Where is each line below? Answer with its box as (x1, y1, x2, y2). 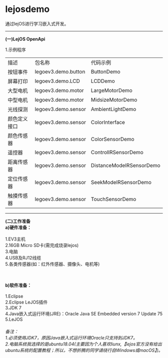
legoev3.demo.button (34, 68, 85, 75)
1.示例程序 (5, 46, 26, 52)
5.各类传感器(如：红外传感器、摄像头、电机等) (5, 261, 100, 267)
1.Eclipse (5, 293, 23, 299)
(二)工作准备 (5, 218, 31, 224)
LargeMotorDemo (90, 86, 132, 93)
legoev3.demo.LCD (34, 77, 80, 84)
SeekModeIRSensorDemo (90, 178, 151, 185)
